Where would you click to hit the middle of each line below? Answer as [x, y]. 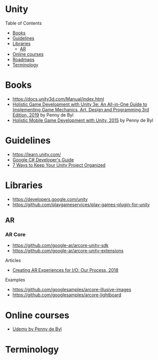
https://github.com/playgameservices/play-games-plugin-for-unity [81, 205]
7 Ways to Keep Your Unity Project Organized [59, 165]
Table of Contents [24, 23]
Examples [15, 280]
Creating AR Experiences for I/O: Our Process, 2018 [65, 270]
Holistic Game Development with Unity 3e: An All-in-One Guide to [80, 104]
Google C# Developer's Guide [43, 159]
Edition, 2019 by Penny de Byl [43, 115]
